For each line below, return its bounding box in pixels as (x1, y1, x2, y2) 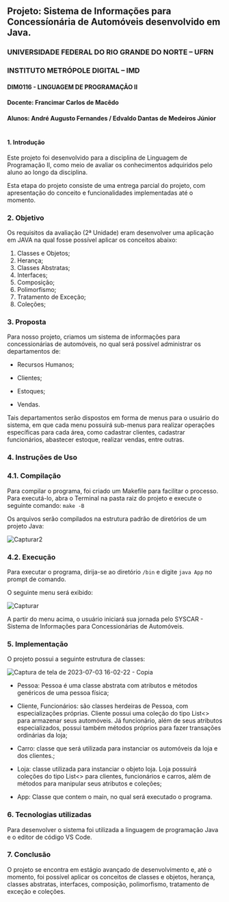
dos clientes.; (16, 752, 55, 760)
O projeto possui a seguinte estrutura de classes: (7, 655, 146, 663)
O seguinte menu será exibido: (7, 588, 94, 596)
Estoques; (16, 387, 46, 395)
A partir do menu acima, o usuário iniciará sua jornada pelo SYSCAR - (7, 615, 204, 623)
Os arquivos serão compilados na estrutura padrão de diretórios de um (7, 514, 207, 523)
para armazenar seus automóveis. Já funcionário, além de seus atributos (16, 716, 223, 725)
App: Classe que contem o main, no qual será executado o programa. (16, 793, 213, 801)
